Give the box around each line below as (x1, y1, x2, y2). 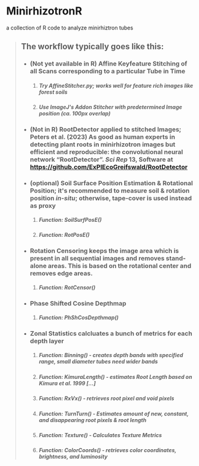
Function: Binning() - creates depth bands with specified (38, 352, 183, 359)
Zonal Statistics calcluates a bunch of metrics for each (29, 329, 193, 337)
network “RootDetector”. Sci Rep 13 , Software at (29, 155, 174, 164)
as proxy (29, 201, 56, 210)
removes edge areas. (29, 269, 93, 277)
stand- (165, 254, 186, 262)
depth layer (29, 337, 64, 345)
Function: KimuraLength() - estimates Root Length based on (38, 373, 192, 380)
